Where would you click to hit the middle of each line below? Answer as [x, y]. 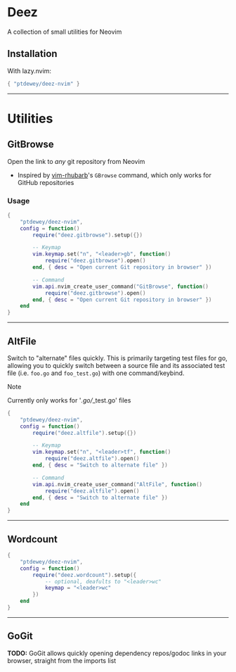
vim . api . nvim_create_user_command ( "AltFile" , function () [117, 484]
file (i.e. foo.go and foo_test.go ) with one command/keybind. [96, 373]
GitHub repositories [46, 182]
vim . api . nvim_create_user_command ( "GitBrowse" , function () [121, 286]
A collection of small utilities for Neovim [65, 32]
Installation [32, 54]
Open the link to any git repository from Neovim [76, 161]
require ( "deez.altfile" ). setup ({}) [85, 433]
